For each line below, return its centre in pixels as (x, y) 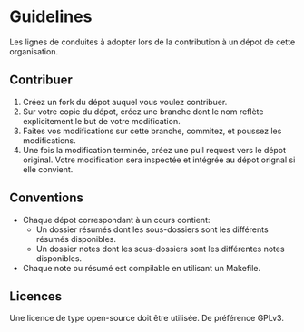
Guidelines (51, 17)
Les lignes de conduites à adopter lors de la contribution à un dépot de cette (152, 42)
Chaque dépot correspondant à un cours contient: (116, 220)
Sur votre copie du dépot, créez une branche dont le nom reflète (143, 112)
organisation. (34, 51)
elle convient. (48, 169)
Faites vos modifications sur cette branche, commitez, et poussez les (152, 131)
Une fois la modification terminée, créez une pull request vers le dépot (154, 150)
